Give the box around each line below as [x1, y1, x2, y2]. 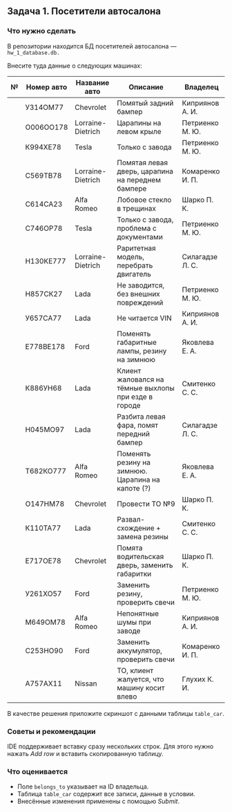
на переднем [117, 175, 161, 185]
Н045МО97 [25, 424, 65, 434]
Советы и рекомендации [7, 726, 96, 736]
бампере [117, 183, 147, 193]
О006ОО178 [25, 122, 68, 132]
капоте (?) [117, 483, 151, 493]
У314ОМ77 [25, 102, 64, 112]
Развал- [117, 514, 145, 524]
